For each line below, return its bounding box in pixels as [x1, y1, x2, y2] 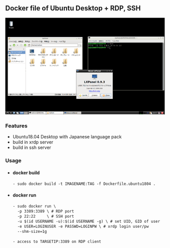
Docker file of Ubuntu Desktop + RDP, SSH [5, 4, 141, 13]
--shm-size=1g [17, 229, 47, 234]
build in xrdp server [12, 139, 54, 145]
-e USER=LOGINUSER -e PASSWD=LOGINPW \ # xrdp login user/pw [17, 224, 149, 229]
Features [5, 122, 28, 129]
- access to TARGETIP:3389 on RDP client [12, 239, 101, 244]
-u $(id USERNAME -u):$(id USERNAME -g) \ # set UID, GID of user [17, 219, 160, 224]
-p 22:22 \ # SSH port [17, 214, 74, 219]
